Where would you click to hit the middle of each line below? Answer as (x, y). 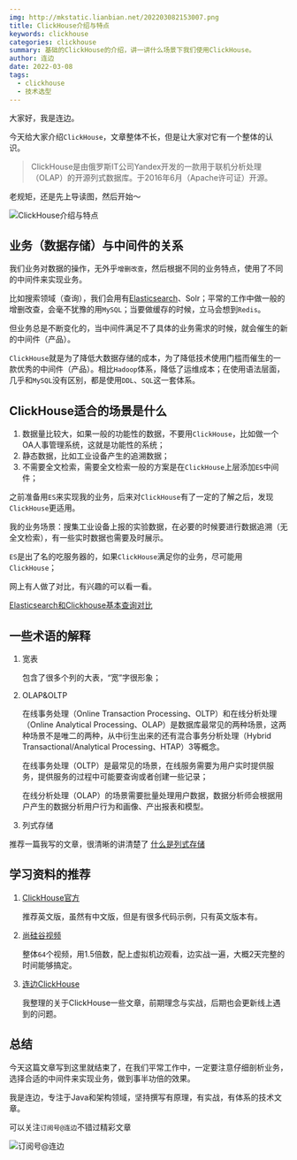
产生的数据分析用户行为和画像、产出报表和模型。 (119, 806)
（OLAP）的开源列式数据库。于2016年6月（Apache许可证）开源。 (152, 177)
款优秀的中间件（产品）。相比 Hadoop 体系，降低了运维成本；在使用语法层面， (147, 369)
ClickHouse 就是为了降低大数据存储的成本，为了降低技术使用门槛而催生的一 (145, 358)
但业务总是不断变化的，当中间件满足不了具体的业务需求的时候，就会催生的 (145, 328)
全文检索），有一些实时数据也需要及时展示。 (88, 538)
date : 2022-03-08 (41, 67)
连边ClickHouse (51, 984)
